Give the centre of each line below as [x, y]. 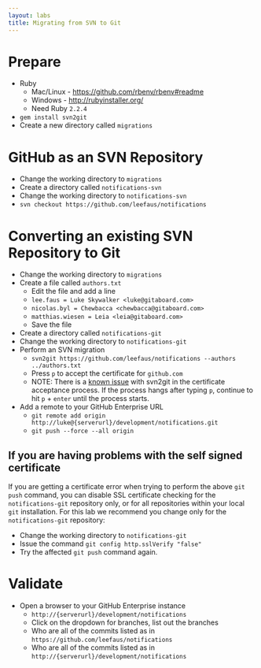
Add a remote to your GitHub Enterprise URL [91, 407]
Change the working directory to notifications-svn [103, 196]
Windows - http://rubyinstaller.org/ [87, 100]
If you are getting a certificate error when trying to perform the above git [127, 487]
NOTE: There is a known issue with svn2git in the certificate [128, 382]
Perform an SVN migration [62, 350]
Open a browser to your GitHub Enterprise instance [103, 606]
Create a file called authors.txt [70, 283]
